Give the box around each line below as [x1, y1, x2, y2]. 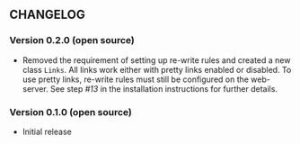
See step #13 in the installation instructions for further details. [49, 83, 278, 94]
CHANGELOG [9, 7, 85, 22]
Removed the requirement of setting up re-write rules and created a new [22, 54, 291, 66]
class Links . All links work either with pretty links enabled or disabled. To [22, 64, 292, 75]
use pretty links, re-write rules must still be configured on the [22, 74, 250, 85]
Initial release [22, 126, 72, 137]
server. [22, 83, 49, 94]
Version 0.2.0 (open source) [9, 34, 135, 47]
